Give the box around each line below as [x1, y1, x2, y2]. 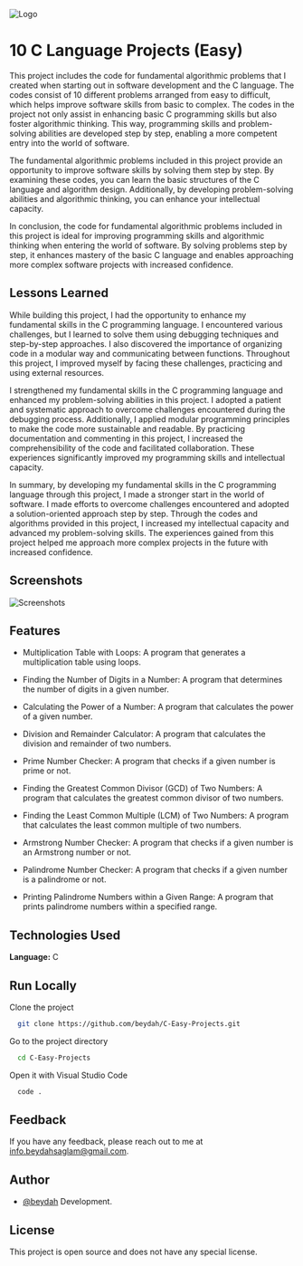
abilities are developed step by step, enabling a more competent [38, 128, 278, 139]
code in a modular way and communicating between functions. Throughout [9, 348, 290, 359]
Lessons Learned [9, 285, 109, 301]
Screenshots [9, 573, 83, 589]
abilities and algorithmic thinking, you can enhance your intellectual [9, 193, 260, 204]
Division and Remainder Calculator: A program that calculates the [22, 729, 266, 740]
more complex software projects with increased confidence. [9, 259, 233, 270]
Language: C [9, 952, 59, 963]
